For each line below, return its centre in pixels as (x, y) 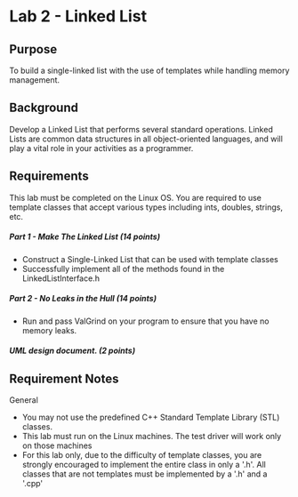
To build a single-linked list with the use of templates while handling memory (149, 70)
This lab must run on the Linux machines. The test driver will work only (152, 436)
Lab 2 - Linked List (78, 16)
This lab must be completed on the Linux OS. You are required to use (136, 197)
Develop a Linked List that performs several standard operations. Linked (141, 129)
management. (35, 80)
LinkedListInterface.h (61, 278)
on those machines (57, 445)
